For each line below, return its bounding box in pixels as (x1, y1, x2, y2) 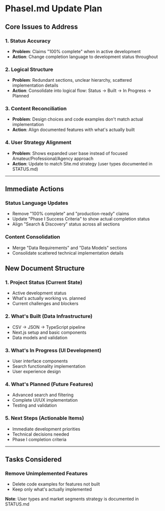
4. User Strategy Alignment (5, 139, 72, 146)
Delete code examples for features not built (12, 481, 100, 487)
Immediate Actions (5, 185, 64, 193)
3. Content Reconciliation (5, 105, 67, 112)
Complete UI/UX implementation (12, 397, 78, 403)
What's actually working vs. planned (12, 295, 86, 301)
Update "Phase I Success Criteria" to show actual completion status (12, 216, 150, 222)
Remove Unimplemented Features (5, 470, 88, 477)
